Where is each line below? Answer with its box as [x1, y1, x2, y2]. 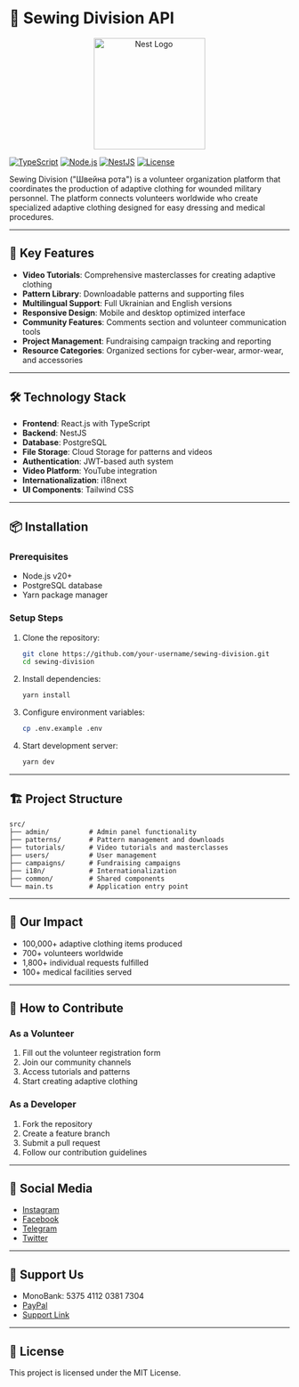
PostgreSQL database [21, 580, 103, 591]
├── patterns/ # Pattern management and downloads [9, 835, 225, 844]
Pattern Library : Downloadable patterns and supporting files [21, 288, 245, 299]
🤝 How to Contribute [9, 1001, 125, 1016]
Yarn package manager [21, 589, 109, 600]
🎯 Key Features [9, 246, 95, 261]
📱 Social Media [9, 1180, 93, 1196]
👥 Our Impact [9, 914, 84, 929]
